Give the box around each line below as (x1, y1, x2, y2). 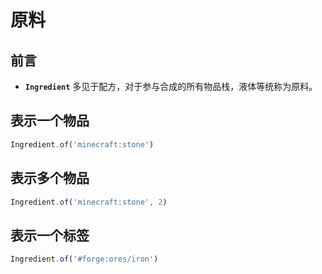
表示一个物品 (10, 112, 90, 130)
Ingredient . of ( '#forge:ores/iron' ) (10, 254, 159, 265)
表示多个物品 (10, 170, 90, 187)
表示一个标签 (10, 227, 90, 244)
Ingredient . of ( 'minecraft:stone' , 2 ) (10, 197, 168, 207)
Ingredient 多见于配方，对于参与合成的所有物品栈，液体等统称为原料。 (24, 81, 318, 92)
